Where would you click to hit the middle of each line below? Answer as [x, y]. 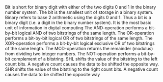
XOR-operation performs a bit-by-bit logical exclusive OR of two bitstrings [80, 43]
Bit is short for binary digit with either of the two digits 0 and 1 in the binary [81, 7]
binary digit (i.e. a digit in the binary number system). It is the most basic [78, 22]
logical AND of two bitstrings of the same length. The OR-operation [86, 33]
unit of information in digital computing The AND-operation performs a [76, 28]
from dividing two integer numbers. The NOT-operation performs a [73, 54]
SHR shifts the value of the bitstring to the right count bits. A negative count [81, 69]
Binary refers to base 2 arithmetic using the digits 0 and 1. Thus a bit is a [78, 17]
